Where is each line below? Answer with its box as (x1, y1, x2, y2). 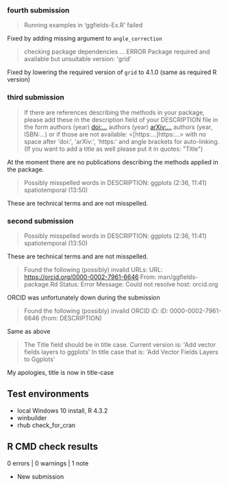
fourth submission (7, 5, 70, 15)
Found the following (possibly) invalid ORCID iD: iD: (23, 306, 168, 315)
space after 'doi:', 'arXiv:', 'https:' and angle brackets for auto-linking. (23, 137, 220, 145)
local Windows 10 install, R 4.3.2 (16, 406, 108, 415)
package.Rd (23, 280, 58, 288)
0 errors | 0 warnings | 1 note (7, 459, 89, 467)
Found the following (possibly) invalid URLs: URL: (23, 265, 163, 274)
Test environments (7, 388, 89, 400)
